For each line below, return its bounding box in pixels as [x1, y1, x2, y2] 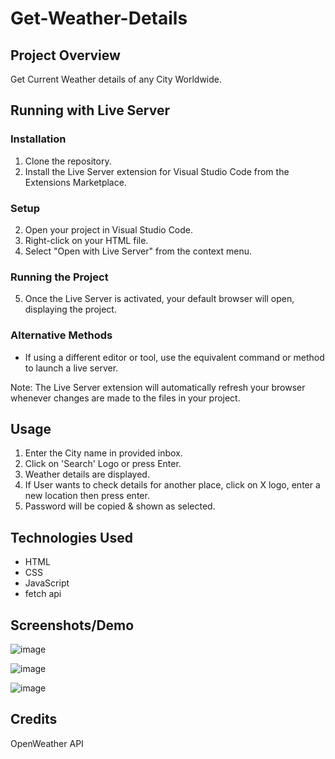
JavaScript [24, 577, 70, 589]
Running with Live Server [10, 102, 171, 119]
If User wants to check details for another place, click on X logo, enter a [24, 479, 321, 491]
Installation [10, 132, 67, 146]
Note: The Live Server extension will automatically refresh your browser [10, 381, 306, 393]
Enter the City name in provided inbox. [24, 447, 183, 459]
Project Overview [10, 47, 121, 64]
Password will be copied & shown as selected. [24, 500, 216, 512]
